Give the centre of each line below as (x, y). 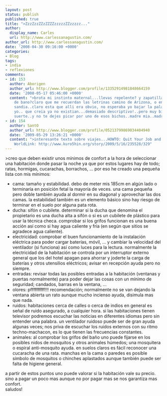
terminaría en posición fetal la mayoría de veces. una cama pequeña (82, 189)
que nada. (23, 300)
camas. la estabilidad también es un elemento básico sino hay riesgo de (86, 199)
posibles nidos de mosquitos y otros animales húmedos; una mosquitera (86, 342)
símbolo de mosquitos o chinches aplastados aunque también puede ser (87, 358)
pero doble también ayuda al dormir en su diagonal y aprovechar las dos (86, 194)
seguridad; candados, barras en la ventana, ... (59, 284)
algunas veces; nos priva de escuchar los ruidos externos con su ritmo (85, 327)
